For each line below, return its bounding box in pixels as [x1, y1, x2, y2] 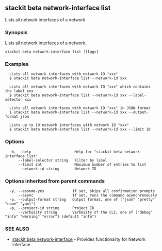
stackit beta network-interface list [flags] [5, 50, 98, 54]
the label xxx [5, 89, 34, 94]
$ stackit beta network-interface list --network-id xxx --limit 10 [9, 127, 151, 132]
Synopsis [5, 29, 28, 36]
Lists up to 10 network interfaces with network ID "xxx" [9, 123, 130, 128]
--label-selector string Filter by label [17, 158, 108, 162]
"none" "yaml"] [5, 201, 36, 206]
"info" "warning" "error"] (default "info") [5, 214, 97, 219]
